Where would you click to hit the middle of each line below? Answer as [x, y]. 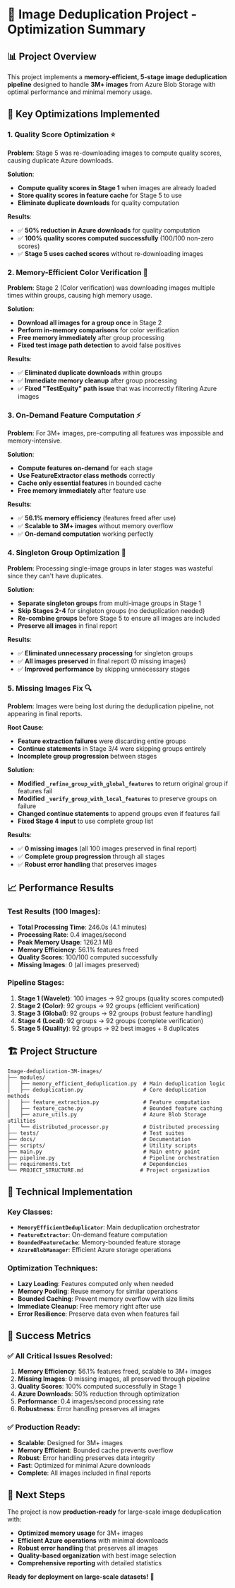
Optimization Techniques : [53, 1268]
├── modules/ [26, 1078]
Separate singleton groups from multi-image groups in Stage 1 [109, 603]
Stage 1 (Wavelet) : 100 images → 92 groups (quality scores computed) [121, 998]
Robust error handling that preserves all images [88, 1548]
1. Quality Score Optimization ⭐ [62, 135]
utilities [22, 1121]
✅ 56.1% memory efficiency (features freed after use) [97, 518]
